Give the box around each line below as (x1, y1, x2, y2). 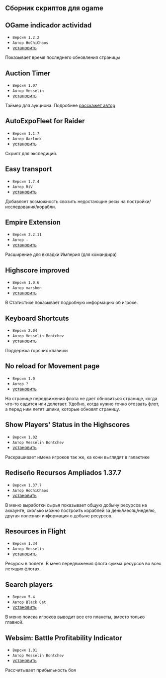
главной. (5, 619, 24, 625)
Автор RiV (12, 184, 33, 189)
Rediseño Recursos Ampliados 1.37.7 (5, 468, 122, 477)
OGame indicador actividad (5, 21, 92, 29)
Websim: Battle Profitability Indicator (5, 634, 122, 642)
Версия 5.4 (12, 595, 35, 600)
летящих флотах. (5, 566, 41, 572)
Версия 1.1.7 (12, 131, 40, 136)
